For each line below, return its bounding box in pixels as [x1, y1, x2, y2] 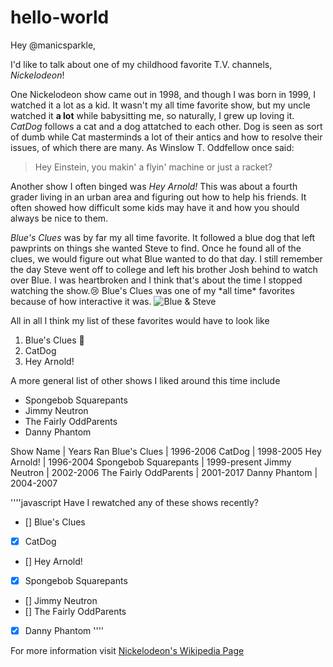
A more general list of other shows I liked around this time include [10, 374, 281, 386]
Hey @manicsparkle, [10, 39, 97, 51]
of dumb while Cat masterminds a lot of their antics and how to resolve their [10, 131, 323, 143]
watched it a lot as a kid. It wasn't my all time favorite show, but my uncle [10, 99, 311, 111]
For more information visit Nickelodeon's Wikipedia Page [10, 645, 245, 657]
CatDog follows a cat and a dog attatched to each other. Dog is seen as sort [10, 120, 323, 132]
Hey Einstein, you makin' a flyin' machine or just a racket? [34, 161, 273, 173]
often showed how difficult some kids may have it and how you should [10, 201, 300, 213]
